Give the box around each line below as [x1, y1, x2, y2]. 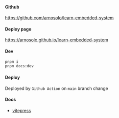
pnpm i [5, 59, 19, 64]
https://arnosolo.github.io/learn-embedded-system [5, 37, 109, 43]
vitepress [12, 107, 31, 113]
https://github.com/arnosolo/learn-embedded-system [5, 15, 114, 21]
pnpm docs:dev [5, 64, 34, 69]
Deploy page [5, 26, 32, 32]
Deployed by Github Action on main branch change [5, 85, 109, 91]
